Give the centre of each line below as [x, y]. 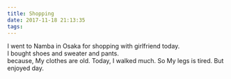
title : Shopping [31, 14]
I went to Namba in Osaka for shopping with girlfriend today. [94, 46]
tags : [15, 26]
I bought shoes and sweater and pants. [63, 53]
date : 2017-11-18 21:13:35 [46, 20]
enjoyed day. [25, 68]
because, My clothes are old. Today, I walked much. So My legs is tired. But [115, 61]
